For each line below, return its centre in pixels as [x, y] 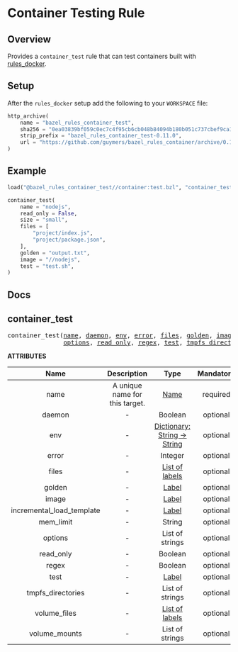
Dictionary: [172, 427]
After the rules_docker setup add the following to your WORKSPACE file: [108, 103]
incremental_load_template [56, 510]
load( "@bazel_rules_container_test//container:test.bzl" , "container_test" [121, 187]
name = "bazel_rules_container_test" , [77, 123]
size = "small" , [44, 220]
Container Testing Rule [76, 13]
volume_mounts [56, 634]
